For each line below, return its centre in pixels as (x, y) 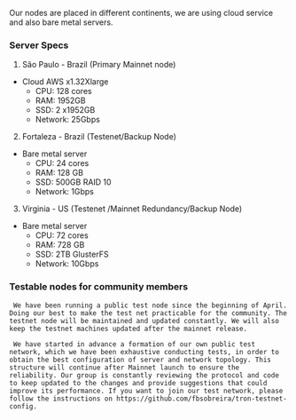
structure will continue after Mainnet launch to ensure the (125, 368)
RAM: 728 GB (60, 245)
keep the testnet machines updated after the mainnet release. (129, 329)
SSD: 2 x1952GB (65, 110)
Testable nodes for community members (99, 287)
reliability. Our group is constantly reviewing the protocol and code (144, 375)
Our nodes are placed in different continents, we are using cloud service (141, 13)
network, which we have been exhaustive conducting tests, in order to (144, 352)
